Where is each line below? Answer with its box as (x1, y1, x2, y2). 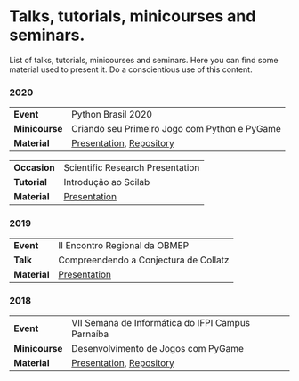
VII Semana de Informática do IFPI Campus (70, 316, 251, 328)
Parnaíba (70, 328, 109, 340)
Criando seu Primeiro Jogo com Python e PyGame (70, 123, 282, 135)
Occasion (13, 162, 55, 174)
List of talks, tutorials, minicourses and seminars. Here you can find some (9, 54, 279, 65)
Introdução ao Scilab (63, 176, 150, 189)
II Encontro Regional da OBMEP (57, 239, 190, 251)
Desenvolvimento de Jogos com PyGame (70, 342, 245, 354)
